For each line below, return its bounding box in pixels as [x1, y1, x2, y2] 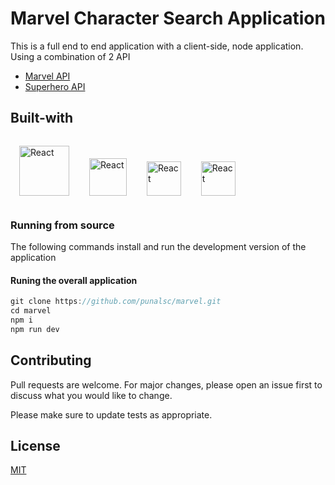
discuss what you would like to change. [10, 389, 173, 401]
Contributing [10, 352, 92, 369]
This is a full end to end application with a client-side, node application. [10, 40, 304, 52]
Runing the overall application [10, 274, 138, 286]
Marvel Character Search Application [10, 7, 326, 30]
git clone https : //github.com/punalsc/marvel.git [10, 297, 222, 307]
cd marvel [10, 306, 52, 316]
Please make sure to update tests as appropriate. [10, 408, 213, 421]
